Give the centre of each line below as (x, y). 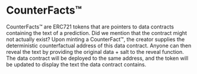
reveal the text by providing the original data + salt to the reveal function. (95, 52)
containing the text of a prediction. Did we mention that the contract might (97, 33)
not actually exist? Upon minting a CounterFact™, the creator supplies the (96, 39)
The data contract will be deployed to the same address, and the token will (97, 58)
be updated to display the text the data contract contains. (76, 64)
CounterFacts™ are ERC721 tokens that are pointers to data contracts (90, 27)
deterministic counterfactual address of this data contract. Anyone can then (99, 46)
